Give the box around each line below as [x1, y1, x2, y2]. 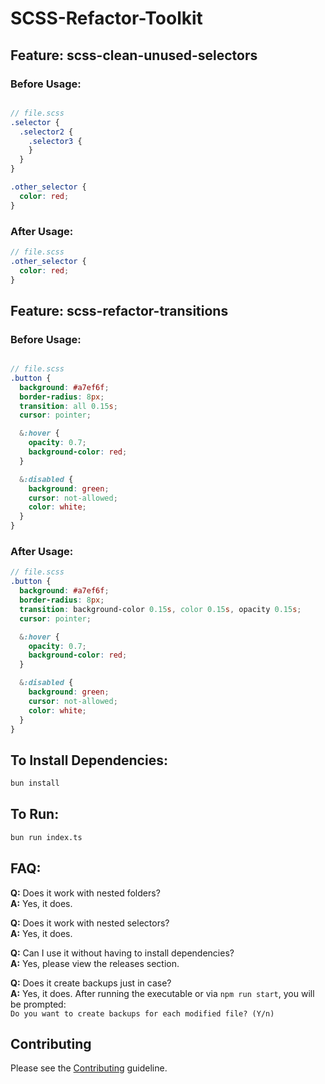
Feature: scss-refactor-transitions [10, 302, 229, 319]
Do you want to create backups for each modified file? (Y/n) [10, 1008, 275, 1019]
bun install [10, 778, 60, 789]
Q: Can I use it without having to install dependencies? [10, 947, 235, 959]
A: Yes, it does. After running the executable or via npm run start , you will [10, 987, 315, 999]
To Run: [10, 806, 60, 823]
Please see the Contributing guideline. [10, 1062, 168, 1074]
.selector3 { [28, 136, 83, 146]
